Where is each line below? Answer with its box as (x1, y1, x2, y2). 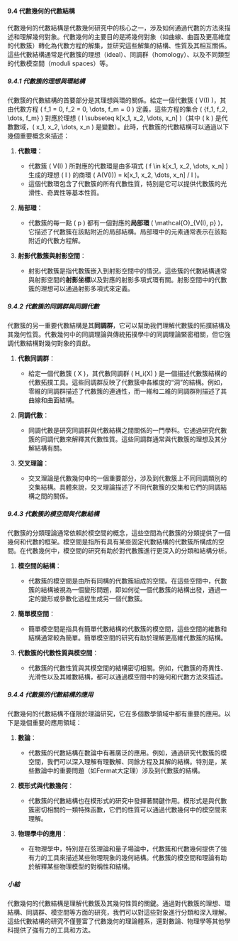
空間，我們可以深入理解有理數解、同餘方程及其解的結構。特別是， (28, 758, 221, 766)
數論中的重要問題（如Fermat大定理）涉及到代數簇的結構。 (34, 766, 204, 775)
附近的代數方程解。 (28, 237, 85, 245)
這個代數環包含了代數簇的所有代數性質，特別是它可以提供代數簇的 (28, 180, 221, 188)
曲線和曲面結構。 (28, 396, 79, 404)
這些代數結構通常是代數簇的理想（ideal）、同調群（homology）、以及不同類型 (7, 50, 231, 59)
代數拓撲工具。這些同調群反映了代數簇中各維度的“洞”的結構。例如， (28, 378, 227, 387)
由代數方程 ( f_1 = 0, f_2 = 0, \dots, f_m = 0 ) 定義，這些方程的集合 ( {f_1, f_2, (7, 105, 228, 114)
